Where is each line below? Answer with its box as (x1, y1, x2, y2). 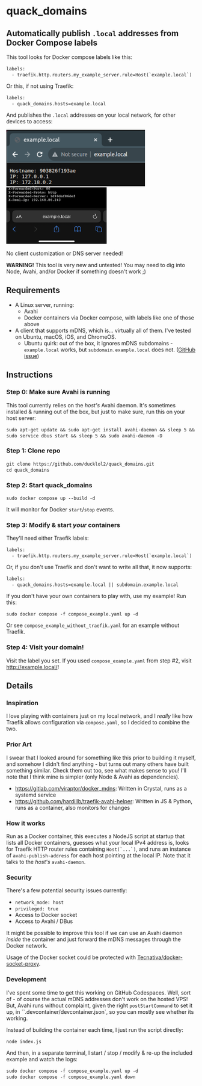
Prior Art (6, 740, 32, 748)
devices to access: (6, 118, 53, 125)
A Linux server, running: (14, 301, 75, 308)
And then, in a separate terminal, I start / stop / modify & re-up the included (6, 1049, 193, 1057)
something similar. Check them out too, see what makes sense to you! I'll (6, 767, 187, 774)
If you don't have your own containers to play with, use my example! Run (6, 593, 186, 600)
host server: (6, 414, 36, 422)
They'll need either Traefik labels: (6, 534, 89, 542)
